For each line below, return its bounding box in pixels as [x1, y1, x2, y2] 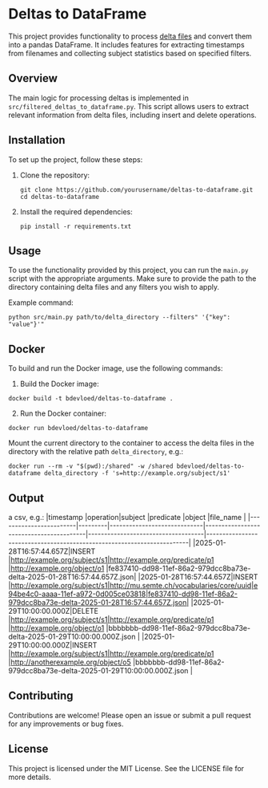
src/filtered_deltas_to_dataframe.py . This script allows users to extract [8, 101, 250, 111]
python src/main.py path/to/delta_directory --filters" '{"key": [8, 314, 230, 322]
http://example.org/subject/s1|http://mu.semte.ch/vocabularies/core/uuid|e [10, 581, 258, 590]
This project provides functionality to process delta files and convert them [8, 31, 252, 41]
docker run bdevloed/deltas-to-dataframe [8, 424, 149, 433]
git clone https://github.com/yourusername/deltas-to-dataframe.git [19, 185, 254, 193]
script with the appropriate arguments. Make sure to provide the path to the [8, 274, 257, 283]
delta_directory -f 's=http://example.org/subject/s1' [43, 469, 230, 477]
